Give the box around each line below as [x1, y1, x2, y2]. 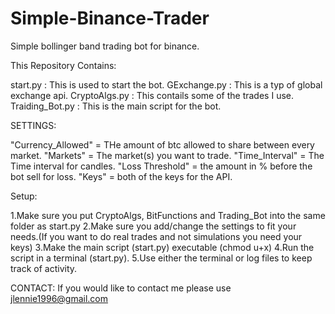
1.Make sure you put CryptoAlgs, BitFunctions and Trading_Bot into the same [10, 209, 326, 221]
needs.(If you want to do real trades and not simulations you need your [10, 230, 303, 242]
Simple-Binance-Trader [10, 7, 210, 30]
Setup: [10, 190, 38, 202]
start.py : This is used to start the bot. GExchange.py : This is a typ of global [10, 78, 323, 91]
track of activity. [10, 262, 78, 274]
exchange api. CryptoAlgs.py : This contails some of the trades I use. [10, 89, 294, 101]
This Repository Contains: [10, 59, 117, 71]
